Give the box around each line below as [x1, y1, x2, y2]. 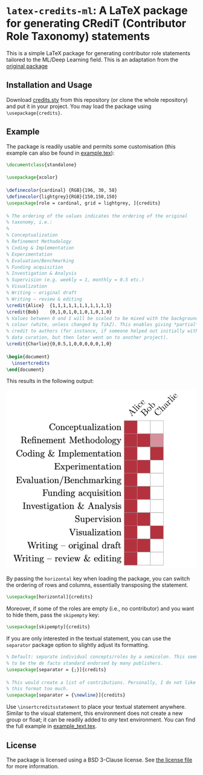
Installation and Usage [6, 80, 92, 90]
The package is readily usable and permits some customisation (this [6, 143, 176, 150]
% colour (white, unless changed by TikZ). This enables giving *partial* [6, 322, 199, 328]
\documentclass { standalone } [6, 161, 77, 168]
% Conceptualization [6, 232, 59, 239]
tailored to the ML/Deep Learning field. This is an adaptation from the [6, 56, 178, 63]
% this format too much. [6, 686, 69, 692]
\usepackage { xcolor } [6, 174, 59, 181]
